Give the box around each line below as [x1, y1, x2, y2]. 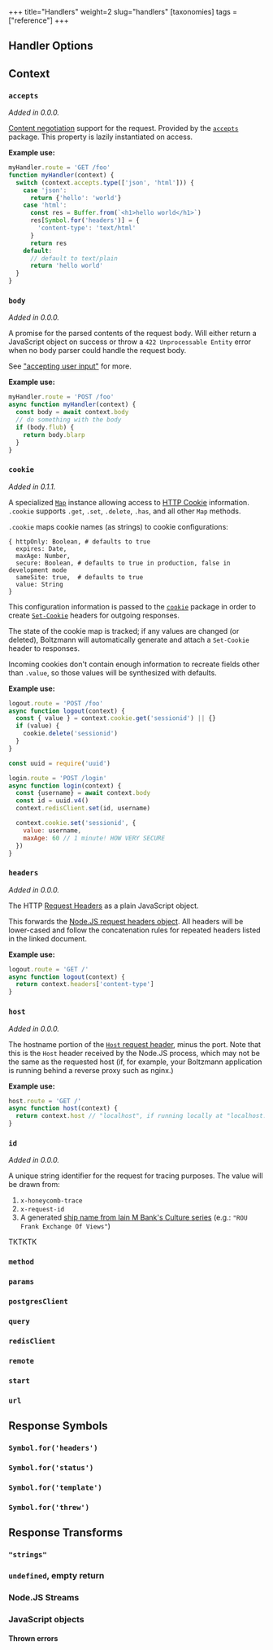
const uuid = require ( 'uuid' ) [8, 759, 111, 767]
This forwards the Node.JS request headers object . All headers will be [8, 916, 244, 926]
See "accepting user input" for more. [8, 361, 132, 371]
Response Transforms [8, 1526, 123, 1540]
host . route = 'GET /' [8, 1097, 82, 1105]
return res [29, 239, 67, 247]
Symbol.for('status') [8, 1463, 94, 1472]
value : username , [23, 826, 82, 835]
